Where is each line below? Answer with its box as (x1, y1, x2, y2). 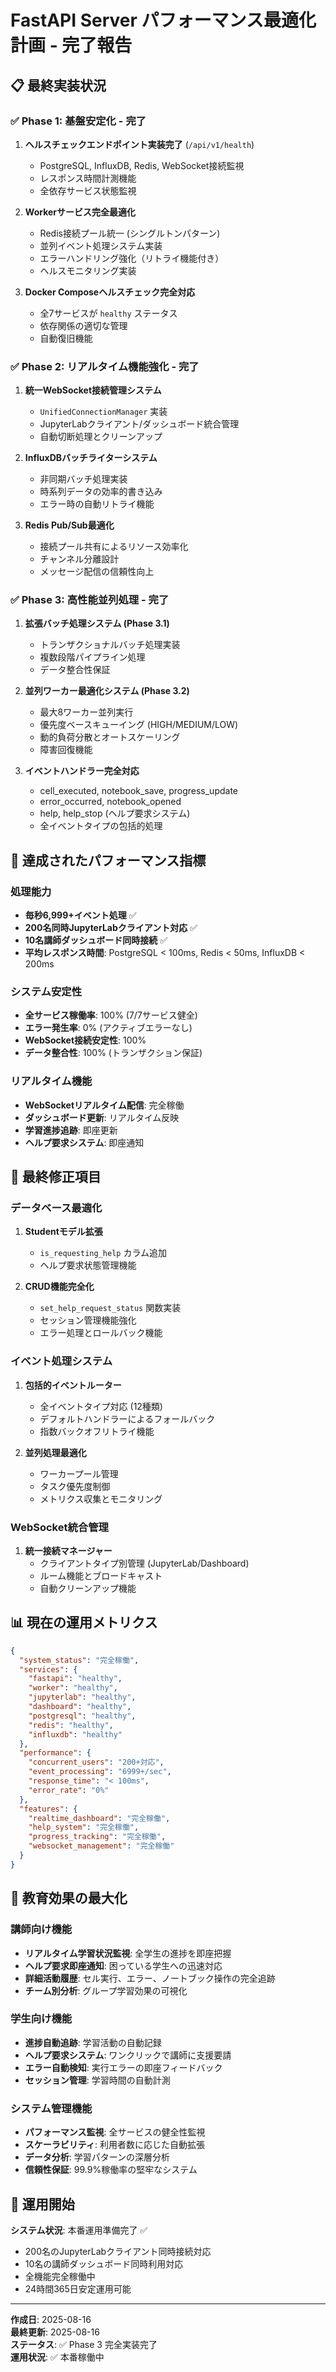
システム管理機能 (10, 2101, 93, 2115)
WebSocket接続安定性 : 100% (24, 1034, 147, 1046)
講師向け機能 (10, 1922, 73, 1936)
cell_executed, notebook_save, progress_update (39, 785, 239, 797)
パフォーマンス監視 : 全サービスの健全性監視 (24, 2126, 206, 2138)
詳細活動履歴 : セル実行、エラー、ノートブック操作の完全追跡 (24, 1972, 276, 1984)
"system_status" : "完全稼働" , (19, 1655, 140, 1665)
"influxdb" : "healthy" (28, 1729, 123, 1740)
